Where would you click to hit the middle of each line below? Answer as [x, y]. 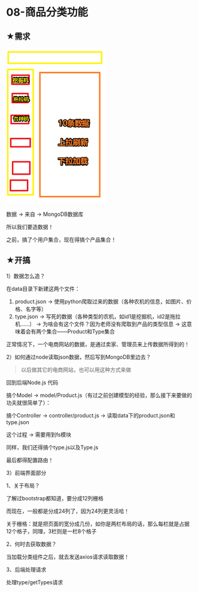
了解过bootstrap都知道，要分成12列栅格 [55, 498]
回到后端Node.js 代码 [32, 382]
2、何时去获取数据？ [31, 544]
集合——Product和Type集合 [81, 331]
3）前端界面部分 [26, 473]
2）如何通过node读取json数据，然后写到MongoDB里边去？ [79, 357]
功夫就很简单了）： [28, 402]
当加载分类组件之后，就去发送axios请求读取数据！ [68, 557]
